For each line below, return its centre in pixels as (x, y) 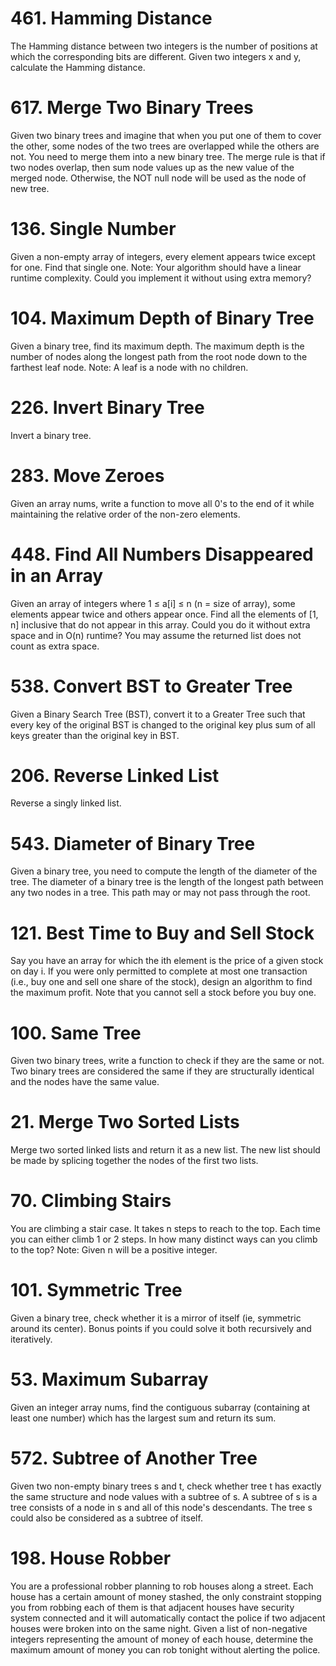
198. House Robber (91, 1558)
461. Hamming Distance (111, 18)
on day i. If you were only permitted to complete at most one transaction (159, 971)
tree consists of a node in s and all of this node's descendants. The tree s (161, 1507)
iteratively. (31, 1339)
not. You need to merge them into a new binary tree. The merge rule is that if (168, 156)
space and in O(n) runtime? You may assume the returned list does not (156, 635)
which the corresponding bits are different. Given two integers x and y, (156, 56)
